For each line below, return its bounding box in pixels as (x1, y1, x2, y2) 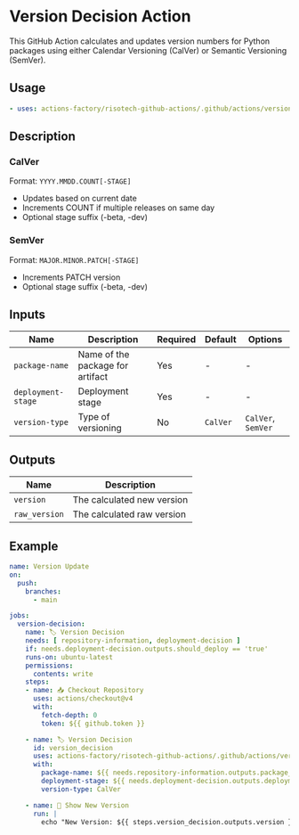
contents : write (32, 669, 93, 678)
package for (77, 359, 129, 372)
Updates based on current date (21, 193, 138, 204)
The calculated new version (72, 494, 189, 506)
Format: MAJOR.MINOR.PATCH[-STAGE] (9, 254, 140, 265)
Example (9, 538, 59, 553)
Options (247, 333, 283, 346)
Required (157, 333, 197, 346)
